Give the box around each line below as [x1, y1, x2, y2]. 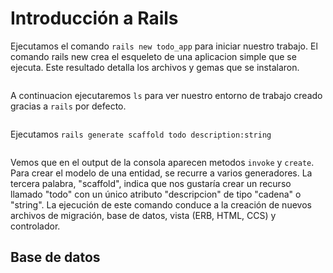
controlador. [10, 220, 61, 232]
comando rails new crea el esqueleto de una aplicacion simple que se [10, 50, 297, 62]
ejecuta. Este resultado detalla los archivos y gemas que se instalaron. [10, 61, 300, 73]
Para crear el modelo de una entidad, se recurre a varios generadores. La [10, 167, 313, 179]
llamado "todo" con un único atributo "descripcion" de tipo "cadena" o [10, 188, 302, 200]
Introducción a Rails [10, 7, 179, 30]
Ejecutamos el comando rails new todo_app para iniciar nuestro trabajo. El [10, 40, 318, 52]
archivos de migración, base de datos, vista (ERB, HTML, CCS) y [10, 209, 277, 221]
